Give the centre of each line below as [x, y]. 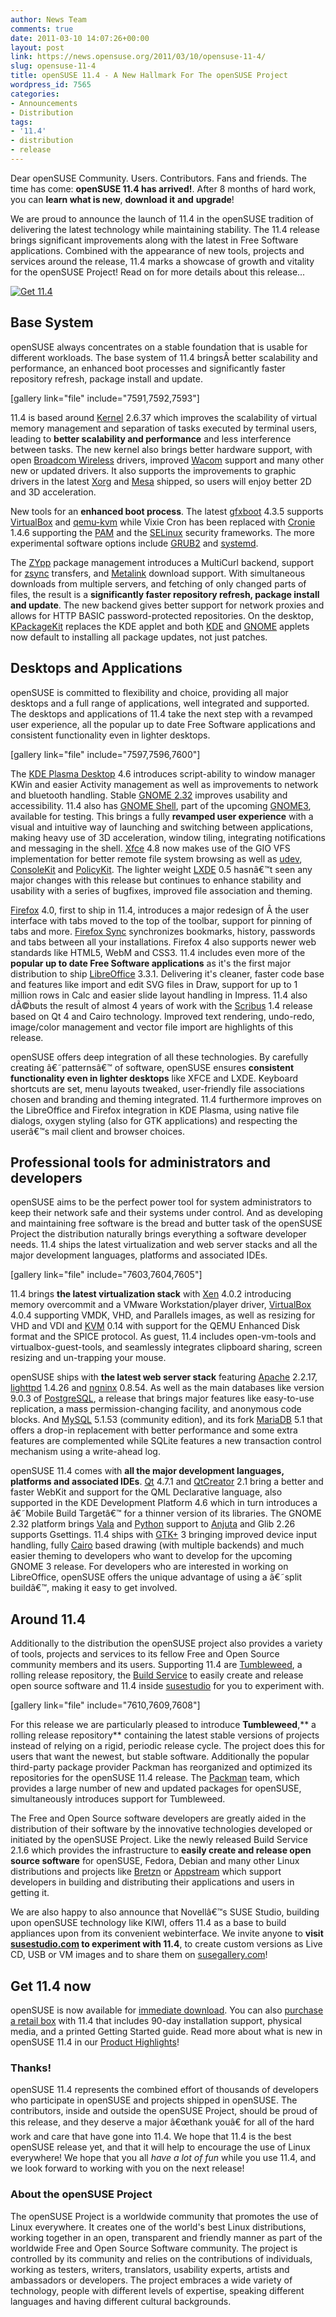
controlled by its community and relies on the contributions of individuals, [161, 2258]
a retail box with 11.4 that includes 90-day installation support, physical [156, 2020]
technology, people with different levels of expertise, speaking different [157, 2290]
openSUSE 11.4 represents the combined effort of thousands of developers [164, 2090]
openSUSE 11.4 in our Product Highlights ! [95, 2042]
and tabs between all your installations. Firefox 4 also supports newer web [163, 942]
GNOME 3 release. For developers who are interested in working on [149, 1567]
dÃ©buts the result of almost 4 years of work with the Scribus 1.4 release [161, 1005]
